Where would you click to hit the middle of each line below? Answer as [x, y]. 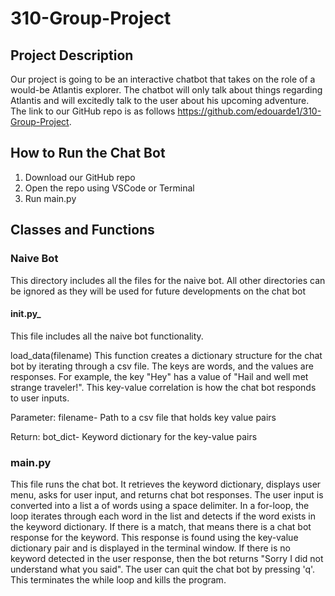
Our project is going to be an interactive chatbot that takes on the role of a [163, 79]
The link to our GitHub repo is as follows [93, 111]
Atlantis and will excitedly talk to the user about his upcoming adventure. [160, 100]
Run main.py [50, 198]
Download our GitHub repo [80, 177]
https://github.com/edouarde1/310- [249, 111]
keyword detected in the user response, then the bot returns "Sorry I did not [167, 558]
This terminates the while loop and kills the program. [118, 580]
